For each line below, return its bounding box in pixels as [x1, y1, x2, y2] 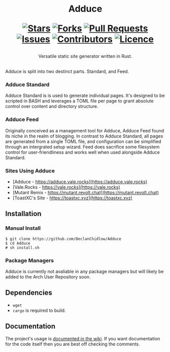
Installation [5, 209, 42, 218]
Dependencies [5, 289, 52, 297]
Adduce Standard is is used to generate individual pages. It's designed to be [5, 92, 165, 99]
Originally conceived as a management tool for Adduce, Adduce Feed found [5, 127, 164, 133]
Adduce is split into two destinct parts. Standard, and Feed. [5, 68, 129, 75]
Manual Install [5, 225, 41, 232]
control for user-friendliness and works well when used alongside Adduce [5, 149, 160, 155]
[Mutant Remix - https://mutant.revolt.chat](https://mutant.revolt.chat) [12, 190, 159, 196]
